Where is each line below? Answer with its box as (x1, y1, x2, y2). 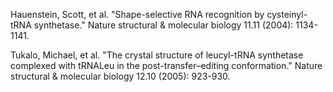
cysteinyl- (266, 9, 308, 20)
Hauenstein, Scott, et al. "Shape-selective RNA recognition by (10, 9, 265, 20)
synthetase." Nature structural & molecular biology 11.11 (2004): (33, 19, 294, 31)
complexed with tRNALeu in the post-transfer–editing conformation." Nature (10, 60, 323, 71)
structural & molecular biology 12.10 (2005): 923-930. (10, 70, 231, 82)
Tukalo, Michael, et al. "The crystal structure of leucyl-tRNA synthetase (10, 49, 304, 61)
